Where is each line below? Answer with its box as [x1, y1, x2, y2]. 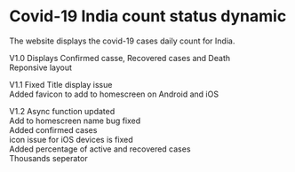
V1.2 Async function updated [9, 106, 116, 116]
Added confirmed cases [9, 124, 98, 135]
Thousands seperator [9, 152, 88, 163]
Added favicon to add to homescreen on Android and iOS [9, 89, 219, 99]
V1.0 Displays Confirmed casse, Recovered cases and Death [9, 52, 231, 63]
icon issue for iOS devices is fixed [9, 134, 133, 145]
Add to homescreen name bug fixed [9, 115, 141, 126]
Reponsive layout [9, 62, 73, 73]
